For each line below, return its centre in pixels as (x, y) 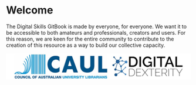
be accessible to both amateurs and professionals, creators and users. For (96, 32)
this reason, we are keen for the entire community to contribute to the (90, 39)
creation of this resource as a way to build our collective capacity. (86, 45)
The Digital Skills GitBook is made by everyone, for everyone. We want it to (96, 26)
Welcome (30, 10)
